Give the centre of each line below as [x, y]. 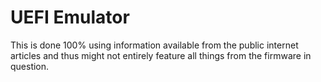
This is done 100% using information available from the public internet [154, 45]
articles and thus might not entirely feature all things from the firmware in [161, 55]
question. [30, 66]
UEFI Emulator [70, 17]
